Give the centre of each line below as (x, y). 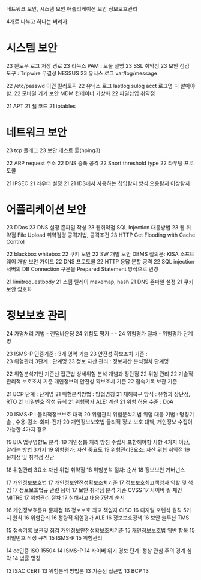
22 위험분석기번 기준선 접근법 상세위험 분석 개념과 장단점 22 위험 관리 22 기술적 (100, 374)
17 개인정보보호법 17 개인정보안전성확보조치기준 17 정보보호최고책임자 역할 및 (97, 482)
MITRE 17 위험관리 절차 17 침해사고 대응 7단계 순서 (65, 497)
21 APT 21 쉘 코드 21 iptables (41, 106)
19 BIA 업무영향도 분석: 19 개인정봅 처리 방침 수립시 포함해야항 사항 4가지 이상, (98, 442)
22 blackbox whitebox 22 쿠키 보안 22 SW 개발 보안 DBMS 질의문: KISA (92, 254)
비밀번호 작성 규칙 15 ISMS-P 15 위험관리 (54, 537)
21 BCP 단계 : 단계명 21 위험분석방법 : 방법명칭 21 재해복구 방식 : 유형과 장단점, (98, 394)
